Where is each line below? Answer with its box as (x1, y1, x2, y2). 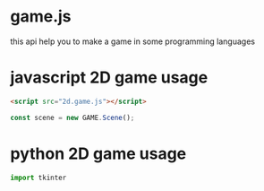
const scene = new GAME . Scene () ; (10, 113, 135, 122)
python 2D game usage (10, 143, 187, 163)
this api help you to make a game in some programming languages (10, 36, 256, 47)
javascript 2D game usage (10, 67, 209, 88)
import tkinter (10, 173, 67, 182)
